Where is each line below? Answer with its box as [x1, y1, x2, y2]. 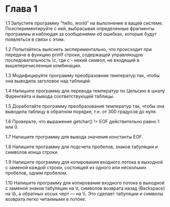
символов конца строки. [5, 149, 59, 155]
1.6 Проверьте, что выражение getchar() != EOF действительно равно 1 [5, 118, 159, 124]
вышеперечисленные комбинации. [5, 62, 81, 68]
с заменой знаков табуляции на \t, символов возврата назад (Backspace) [5, 185, 165, 191]
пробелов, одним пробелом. [5, 170, 68, 176]
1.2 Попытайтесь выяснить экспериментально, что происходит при [5, 46, 152, 52]
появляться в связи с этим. [5, 36, 65, 42]
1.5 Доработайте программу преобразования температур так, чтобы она [5, 103, 164, 109]
